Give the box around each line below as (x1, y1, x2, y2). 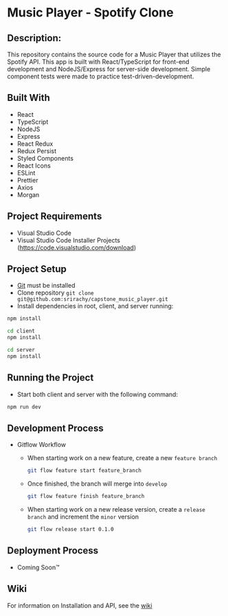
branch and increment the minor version (27, 513, 139, 521)
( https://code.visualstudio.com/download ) (16, 243, 137, 251)
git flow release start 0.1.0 (27, 526, 115, 533)
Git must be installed (16, 282, 76, 290)
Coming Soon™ (16, 563, 60, 571)
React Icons (16, 161, 52, 170)
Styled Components (16, 154, 74, 162)
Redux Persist (16, 146, 57, 155)
